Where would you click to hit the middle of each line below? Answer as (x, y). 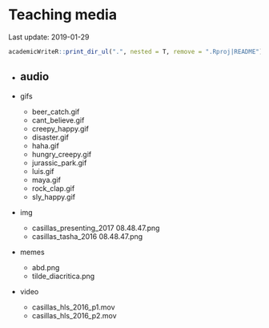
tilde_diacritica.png (63, 276)
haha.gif (46, 145)
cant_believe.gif (58, 120)
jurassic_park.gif (59, 163)
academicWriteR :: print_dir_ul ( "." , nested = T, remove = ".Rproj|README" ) (136, 51)
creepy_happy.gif (60, 128)
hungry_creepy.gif (62, 154)
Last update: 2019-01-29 (49, 37)
